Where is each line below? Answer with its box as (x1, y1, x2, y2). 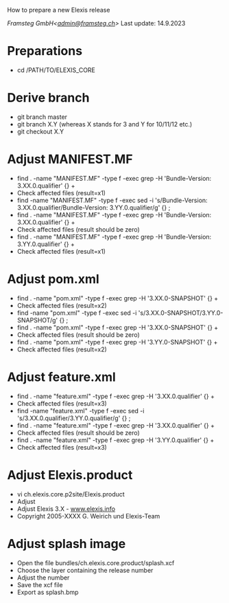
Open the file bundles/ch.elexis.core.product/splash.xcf (16, 558, 175, 567)
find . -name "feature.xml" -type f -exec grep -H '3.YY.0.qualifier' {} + (16, 436, 215, 444)
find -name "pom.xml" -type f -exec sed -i (16, 309, 137, 317)
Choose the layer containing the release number (16, 566, 154, 574)
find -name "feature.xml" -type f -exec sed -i (16, 406, 145, 415)
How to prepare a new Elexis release (7, 6, 110, 14)
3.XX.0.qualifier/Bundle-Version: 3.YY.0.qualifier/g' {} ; (16, 203, 171, 212)
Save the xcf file (16, 580, 63, 589)
